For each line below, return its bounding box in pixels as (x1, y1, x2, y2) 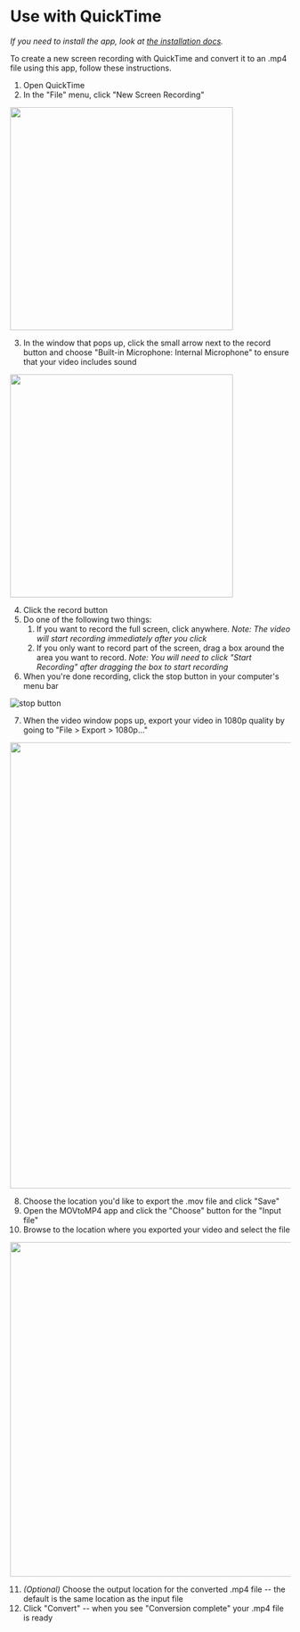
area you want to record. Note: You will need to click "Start (36, 651, 252, 662)
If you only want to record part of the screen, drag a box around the (36, 642, 285, 653)
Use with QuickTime (10, 6, 162, 27)
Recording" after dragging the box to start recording (36, 661, 229, 672)
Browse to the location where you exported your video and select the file (22, 1224, 290, 1235)
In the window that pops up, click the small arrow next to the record (22, 337, 271, 348)
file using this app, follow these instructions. (10, 62, 172, 73)
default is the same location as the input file (22, 1593, 183, 1603)
